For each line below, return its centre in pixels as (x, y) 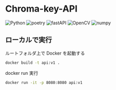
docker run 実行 (22, 73)
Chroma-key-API (41, 9)
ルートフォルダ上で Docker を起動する (45, 53)
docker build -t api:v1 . (32, 63)
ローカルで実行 (29, 40)
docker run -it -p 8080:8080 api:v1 (44, 82)
